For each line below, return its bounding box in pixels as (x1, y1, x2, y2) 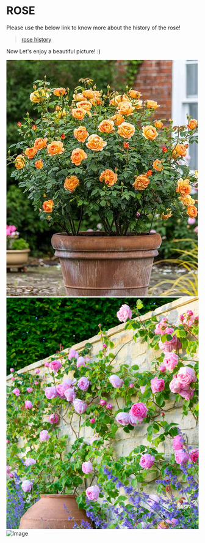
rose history (21, 36, 52, 43)
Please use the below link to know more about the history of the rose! (6, 24, 181, 31)
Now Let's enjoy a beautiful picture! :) (6, 47, 101, 55)
